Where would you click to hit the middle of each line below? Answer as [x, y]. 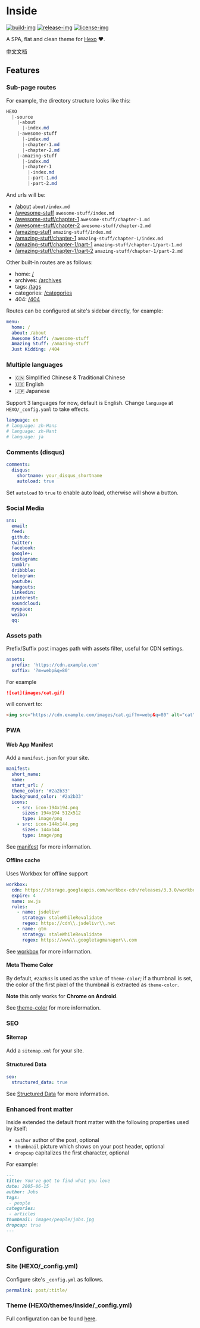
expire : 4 [24, 896]
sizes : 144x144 [41, 830]
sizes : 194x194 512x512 [51, 813]
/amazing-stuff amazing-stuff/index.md [63, 231]
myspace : [22, 609]
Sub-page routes [31, 88]
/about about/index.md [42, 206]
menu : [13, 321]
